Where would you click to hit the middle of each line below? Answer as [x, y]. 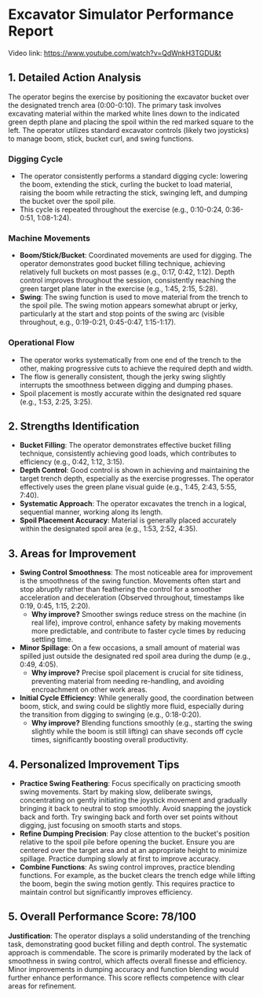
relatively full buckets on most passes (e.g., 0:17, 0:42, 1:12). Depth [127, 272]
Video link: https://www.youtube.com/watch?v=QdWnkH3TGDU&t [115, 53]
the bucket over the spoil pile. [68, 201]
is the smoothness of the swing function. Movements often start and [130, 581]
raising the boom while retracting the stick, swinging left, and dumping [133, 193]
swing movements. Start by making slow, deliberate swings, [116, 792]
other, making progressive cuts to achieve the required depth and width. [136, 368]
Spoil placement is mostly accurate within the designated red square [130, 393]
